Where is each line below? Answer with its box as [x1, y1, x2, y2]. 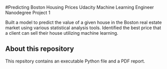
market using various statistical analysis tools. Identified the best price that [5, 25, 161, 31]
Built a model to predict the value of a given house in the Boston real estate [5, 20, 162, 25]
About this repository [5, 45, 74, 53]
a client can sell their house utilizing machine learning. [5, 30, 118, 36]
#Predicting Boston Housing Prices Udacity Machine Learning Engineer [5, 5, 154, 10]
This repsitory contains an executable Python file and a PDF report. [5, 58, 145, 64]
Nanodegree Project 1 [5, 10, 51, 16]
